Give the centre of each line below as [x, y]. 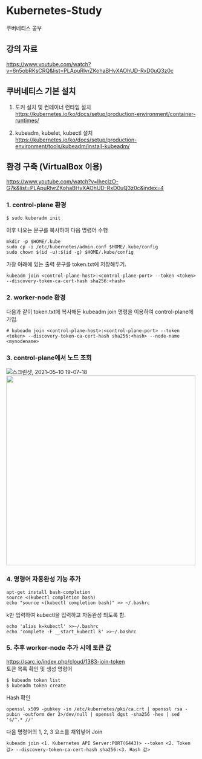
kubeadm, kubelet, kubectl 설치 [54, 133]
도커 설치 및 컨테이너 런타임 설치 [53, 107]
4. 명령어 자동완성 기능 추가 [44, 579]
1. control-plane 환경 [36, 205]
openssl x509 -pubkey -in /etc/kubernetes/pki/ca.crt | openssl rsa [94, 709]
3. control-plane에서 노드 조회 [49, 358]
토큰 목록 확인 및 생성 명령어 [39, 669]
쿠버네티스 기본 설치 [41, 91]
